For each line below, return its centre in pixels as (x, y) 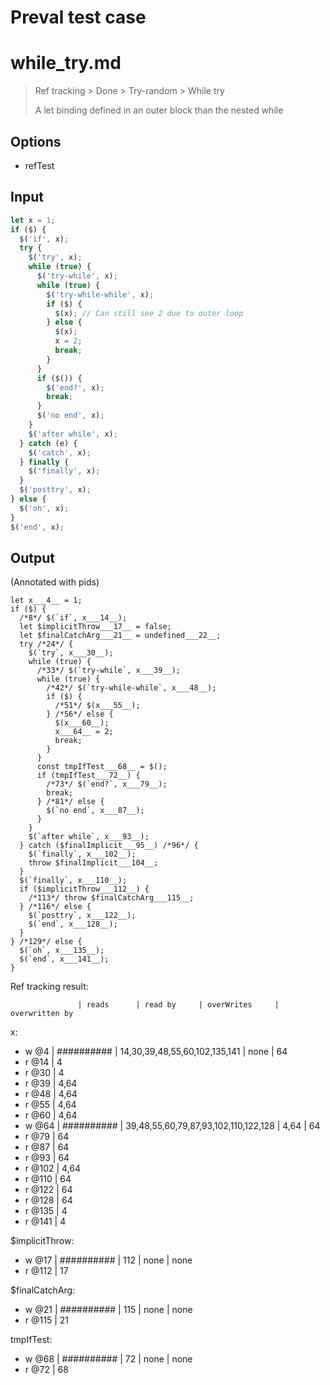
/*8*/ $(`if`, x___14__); (73, 618)
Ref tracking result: (49, 987)
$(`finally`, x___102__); (82, 854)
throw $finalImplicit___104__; (93, 863)
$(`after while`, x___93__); (89, 837)
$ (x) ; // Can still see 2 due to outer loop (149, 313)
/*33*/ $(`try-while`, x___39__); (109, 671)
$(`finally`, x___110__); (73, 881)
